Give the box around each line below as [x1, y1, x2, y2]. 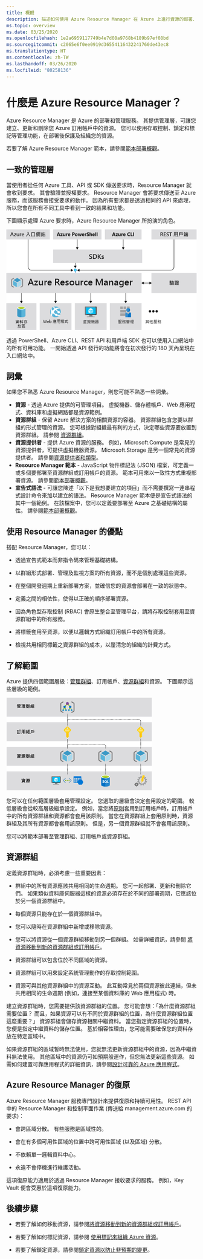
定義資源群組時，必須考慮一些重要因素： [6, 869, 107, 876]
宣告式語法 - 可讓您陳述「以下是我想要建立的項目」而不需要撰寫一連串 [14, 484, 190, 492]
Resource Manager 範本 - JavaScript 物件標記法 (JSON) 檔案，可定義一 [14, 461, 195, 469]
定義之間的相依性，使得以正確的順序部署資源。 [14, 595, 132, 602]
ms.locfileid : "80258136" [6, 67, 71, 73]
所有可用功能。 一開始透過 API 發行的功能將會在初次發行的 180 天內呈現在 [11, 344, 195, 351]
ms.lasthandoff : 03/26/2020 [6, 60, 77, 67]
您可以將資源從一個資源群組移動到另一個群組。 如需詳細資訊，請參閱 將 [14, 935, 193, 943]
